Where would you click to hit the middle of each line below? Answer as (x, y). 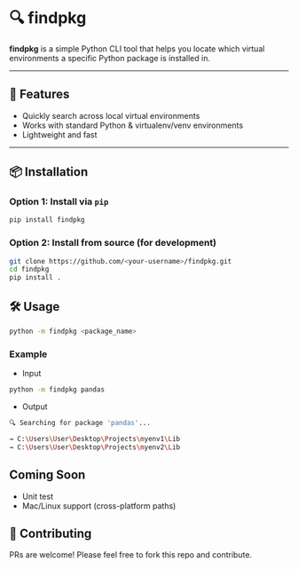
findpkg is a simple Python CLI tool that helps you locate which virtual (137, 48)
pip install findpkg (47, 220)
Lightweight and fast (59, 134)
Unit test (37, 496)
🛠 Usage (35, 307)
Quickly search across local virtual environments (111, 115)
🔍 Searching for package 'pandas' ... (80, 423)
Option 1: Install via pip (59, 202)
